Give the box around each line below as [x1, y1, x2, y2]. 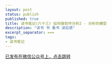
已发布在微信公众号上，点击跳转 [5, 53, 71, 59]
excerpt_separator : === [5, 30, 55, 35]
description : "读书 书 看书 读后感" [5, 26, 76, 31]
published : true [5, 16, 39, 21]
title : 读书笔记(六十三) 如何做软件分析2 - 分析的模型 [5, 21, 107, 26]
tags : [5, 35, 16, 40]
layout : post [5, 7, 32, 12]
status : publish [5, 12, 39, 17]
